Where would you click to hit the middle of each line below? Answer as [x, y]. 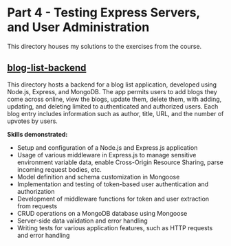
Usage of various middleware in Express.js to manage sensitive [107, 155]
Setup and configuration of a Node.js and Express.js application [107, 147]
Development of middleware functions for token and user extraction [113, 199]
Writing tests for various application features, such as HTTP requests [115, 227]
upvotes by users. [33, 121]
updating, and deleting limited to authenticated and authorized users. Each [113, 106]
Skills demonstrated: [37, 134]
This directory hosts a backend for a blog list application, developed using [112, 85]
